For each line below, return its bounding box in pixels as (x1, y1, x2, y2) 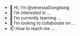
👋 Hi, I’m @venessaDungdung (9, 5, 69, 10)
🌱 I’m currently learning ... (9, 15, 62, 20)
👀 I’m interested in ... (9, 10, 51, 16)
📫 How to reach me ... (9, 26, 55, 31)
